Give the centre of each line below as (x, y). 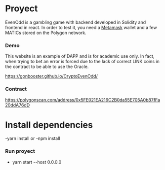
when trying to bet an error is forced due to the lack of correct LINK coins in (82, 62)
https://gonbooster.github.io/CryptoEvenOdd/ (51, 76)
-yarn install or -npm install (33, 138)
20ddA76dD (18, 105)
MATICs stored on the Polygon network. (46, 33)
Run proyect (20, 151)
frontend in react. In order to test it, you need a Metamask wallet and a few (81, 27)
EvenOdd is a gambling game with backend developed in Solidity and (76, 22)
